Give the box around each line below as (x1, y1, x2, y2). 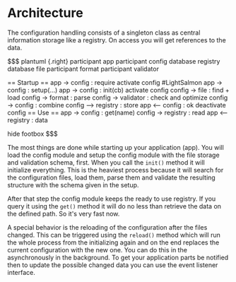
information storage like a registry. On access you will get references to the (7, 35, 226, 44)
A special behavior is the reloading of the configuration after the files (7, 223, 208, 231)
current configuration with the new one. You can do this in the (7, 245, 187, 254)
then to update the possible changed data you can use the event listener (7, 260, 218, 269)
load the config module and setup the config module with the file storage (7, 151, 220, 159)
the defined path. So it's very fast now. (7, 209, 120, 218)
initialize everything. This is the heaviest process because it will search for (7, 165, 224, 174)
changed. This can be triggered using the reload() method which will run (7, 230, 220, 239)
